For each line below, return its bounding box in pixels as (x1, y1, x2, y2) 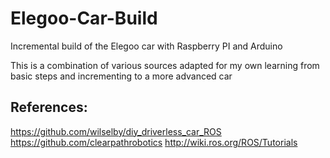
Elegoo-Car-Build (10, 7, 158, 30)
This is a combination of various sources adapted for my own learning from (10, 59, 320, 71)
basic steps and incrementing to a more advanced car (10, 70, 233, 82)
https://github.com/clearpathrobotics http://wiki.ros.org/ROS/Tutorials (10, 136, 298, 148)
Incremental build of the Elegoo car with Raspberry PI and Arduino (10, 40, 283, 52)
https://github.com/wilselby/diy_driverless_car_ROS (10, 125, 222, 137)
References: (10, 99, 88, 116)
